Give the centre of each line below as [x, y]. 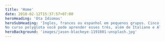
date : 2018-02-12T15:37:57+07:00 [39, 14]
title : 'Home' [20, 9]
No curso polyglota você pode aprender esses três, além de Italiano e [80, 28]
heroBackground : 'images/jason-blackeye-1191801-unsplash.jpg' [71, 32]
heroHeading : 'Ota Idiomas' [34, 18]
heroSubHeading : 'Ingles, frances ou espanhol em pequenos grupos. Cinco [82, 23]
